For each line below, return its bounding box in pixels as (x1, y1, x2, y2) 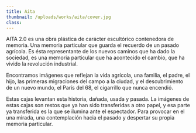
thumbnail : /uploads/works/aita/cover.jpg (6, 14, 111, 20)
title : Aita (6, 8, 35, 15)
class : (6, 19, 22, 25)
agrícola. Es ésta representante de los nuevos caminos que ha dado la (6, 48, 176, 55)
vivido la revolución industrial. (6, 60, 78, 67)
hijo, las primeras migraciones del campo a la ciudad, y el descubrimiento (6, 78, 184, 85)
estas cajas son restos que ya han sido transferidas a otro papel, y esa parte (6, 102, 190, 109)
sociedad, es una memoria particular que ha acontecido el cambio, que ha (6, 54, 185, 62)
